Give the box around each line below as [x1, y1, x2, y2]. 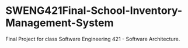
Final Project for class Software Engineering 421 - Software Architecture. [5, 35, 180, 42]
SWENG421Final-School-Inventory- [5, 4, 183, 17]
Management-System [5, 16, 114, 29]
